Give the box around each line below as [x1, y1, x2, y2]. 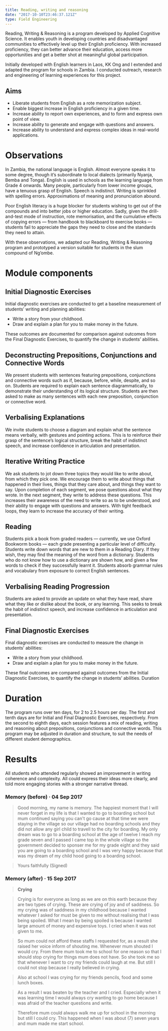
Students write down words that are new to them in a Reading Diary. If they [5, 546, 159, 553]
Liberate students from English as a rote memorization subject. [12, 100, 142, 106]
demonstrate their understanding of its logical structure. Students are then [5, 388, 158, 394]
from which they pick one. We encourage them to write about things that [5, 476, 155, 482]
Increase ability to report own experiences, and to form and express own [12, 111, 162, 117]
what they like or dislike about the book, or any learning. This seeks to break [5, 601, 162, 607]
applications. [12, 132, 39, 138]
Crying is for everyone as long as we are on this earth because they [17, 896, 157, 902]
